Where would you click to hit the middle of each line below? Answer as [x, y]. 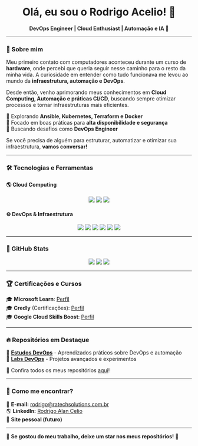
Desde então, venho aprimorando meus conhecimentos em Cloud [86, 92]
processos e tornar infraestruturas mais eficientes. [67, 105]
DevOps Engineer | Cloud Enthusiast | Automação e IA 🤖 [99, 28]
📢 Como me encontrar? [40, 391]
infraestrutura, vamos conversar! [47, 147]
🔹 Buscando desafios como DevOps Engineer [62, 129]
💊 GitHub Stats [27, 249]
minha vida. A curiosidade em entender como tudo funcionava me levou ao [97, 75]
